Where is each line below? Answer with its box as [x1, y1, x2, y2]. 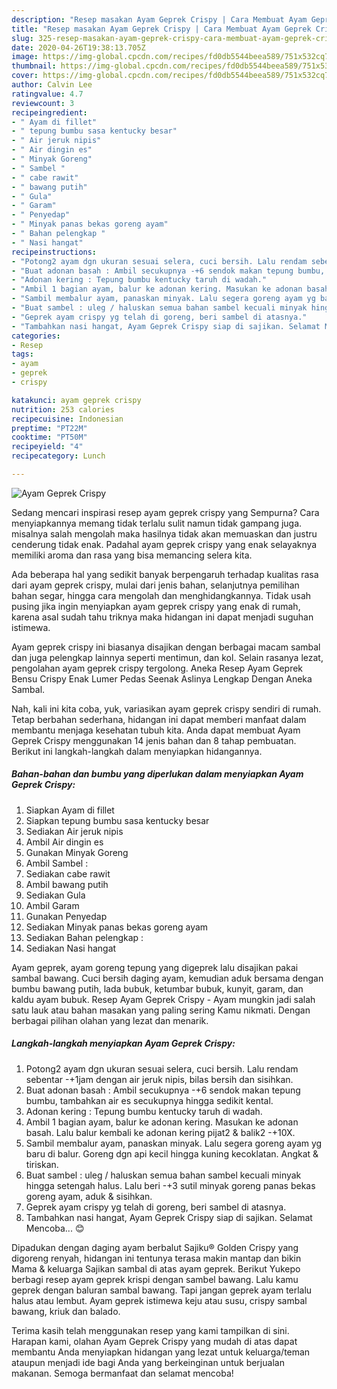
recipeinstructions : [11, 247, 98, 257]
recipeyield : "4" [11, 442, 84, 452]
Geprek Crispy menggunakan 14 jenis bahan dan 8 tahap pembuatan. [11, 734, 297, 746]
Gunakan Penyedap [25, 910, 108, 922]
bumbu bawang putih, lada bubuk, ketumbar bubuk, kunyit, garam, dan [11, 982, 304, 995]
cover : [11, 71, 39, 81]
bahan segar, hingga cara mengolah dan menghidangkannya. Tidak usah [11, 589, 312, 601]
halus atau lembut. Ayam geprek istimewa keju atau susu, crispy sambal [11, 1294, 308, 1306]
